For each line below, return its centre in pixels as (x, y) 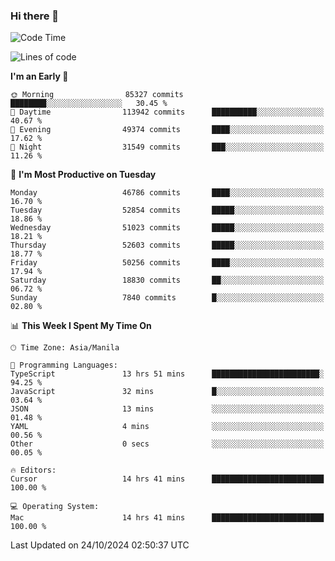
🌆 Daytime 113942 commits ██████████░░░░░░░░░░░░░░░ (167, 112)
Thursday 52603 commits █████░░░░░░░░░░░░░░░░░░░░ (167, 245)
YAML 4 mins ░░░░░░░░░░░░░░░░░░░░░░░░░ (167, 427)
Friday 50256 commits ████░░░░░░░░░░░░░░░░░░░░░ (167, 263)
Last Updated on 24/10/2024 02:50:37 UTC (100, 545)
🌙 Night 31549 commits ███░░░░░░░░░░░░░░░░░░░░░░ (167, 147)
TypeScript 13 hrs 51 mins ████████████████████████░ (167, 374)
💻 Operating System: (55, 507)
